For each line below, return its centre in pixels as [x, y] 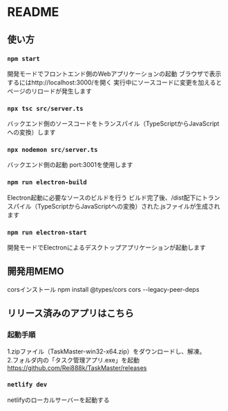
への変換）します [31, 132]
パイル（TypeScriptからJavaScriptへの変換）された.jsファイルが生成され [116, 206]
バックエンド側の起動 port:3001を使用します [70, 165]
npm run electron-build [47, 182]
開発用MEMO [36, 271]
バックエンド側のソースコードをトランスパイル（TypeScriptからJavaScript [113, 124]
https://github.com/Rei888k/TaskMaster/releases [77, 367]
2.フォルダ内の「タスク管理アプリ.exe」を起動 [73, 360]
